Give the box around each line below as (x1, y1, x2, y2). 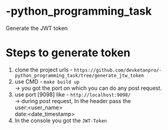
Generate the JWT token (6, 24, 68, 32)
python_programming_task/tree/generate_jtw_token (14, 72, 145, 79)
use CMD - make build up (14, 78, 80, 85)
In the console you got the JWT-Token (14, 117, 107, 124)
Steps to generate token (6, 46, 131, 60)
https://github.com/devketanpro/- (74, 67, 162, 73)
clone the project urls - (14, 66, 73, 73)
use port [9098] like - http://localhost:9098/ (14, 90, 131, 98)
